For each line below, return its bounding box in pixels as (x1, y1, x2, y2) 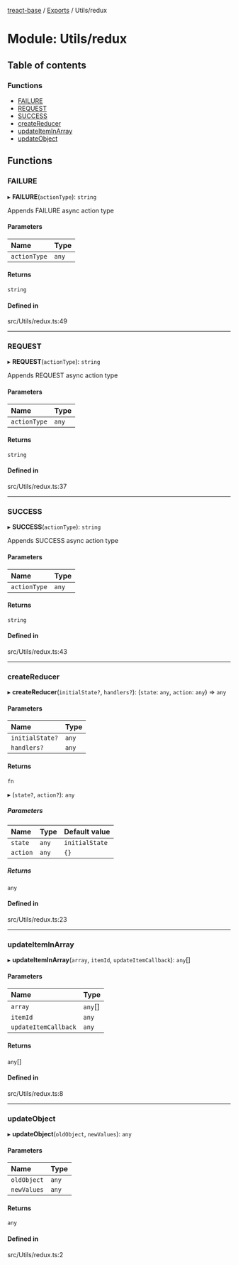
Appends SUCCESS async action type (7, 537, 119, 545)
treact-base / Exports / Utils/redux (7, 6, 108, 14)
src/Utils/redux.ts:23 (7, 915, 67, 923)
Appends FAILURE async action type (7, 206, 115, 215)
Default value (64, 827, 110, 836)
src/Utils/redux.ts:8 (7, 1089, 64, 1097)
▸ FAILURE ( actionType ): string (7, 192, 97, 201)
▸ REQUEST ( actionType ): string (7, 357, 101, 366)
